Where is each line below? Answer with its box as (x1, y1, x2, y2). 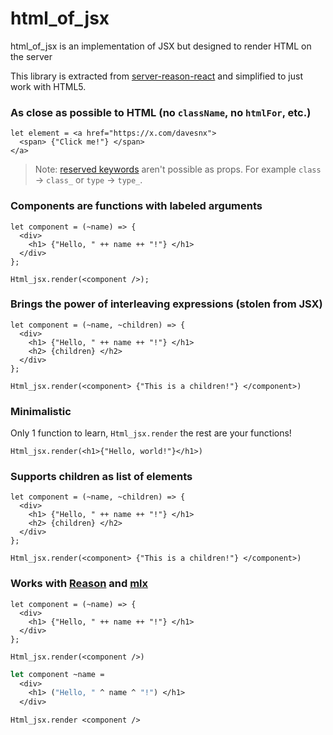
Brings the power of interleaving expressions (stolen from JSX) (10, 297, 323, 311)
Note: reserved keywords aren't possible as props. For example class (34, 163, 322, 176)
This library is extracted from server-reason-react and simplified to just (10, 70, 304, 82)
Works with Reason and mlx (10, 577, 149, 591)
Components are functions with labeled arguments (10, 199, 263, 213)
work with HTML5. (10, 80, 87, 92)
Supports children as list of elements (10, 470, 193, 484)
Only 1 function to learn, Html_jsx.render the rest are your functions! (10, 427, 292, 439)
